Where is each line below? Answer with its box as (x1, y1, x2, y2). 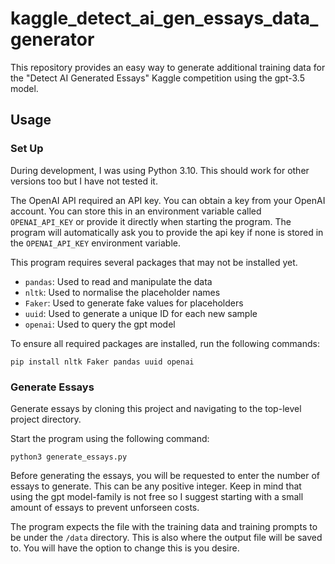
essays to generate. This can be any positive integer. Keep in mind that (10, 480, 302, 492)
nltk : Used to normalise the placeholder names (24, 286, 221, 298)
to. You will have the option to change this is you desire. (10, 542, 240, 554)
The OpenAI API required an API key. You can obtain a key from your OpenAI (10, 194, 326, 206)
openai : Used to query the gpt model (24, 318, 176, 330)
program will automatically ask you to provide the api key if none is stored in (10, 226, 324, 238)
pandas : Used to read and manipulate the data (24, 275, 213, 287)
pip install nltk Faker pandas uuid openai (10, 357, 195, 367)
